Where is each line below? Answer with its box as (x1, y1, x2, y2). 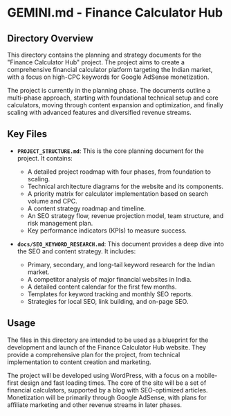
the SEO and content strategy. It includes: (17, 247, 136, 255)
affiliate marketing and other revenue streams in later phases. (7, 400, 182, 409)
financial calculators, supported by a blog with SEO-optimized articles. (7, 386, 208, 394)
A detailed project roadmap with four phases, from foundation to (27, 168, 211, 176)
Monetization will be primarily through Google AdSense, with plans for (7, 393, 207, 401)
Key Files (7, 128, 47, 140)
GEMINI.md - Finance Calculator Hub (7, 5, 223, 21)
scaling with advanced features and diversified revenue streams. (7, 109, 192, 116)
